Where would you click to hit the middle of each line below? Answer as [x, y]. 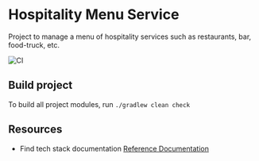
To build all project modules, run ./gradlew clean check [99, 104]
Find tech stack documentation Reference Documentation [114, 148]
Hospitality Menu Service [94, 15]
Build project [41, 85]
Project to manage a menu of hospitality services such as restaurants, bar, [130, 36]
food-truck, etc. [34, 44]
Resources [35, 130]
